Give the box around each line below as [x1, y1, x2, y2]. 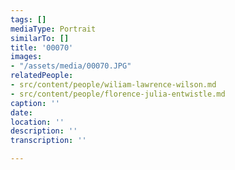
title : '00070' [10, 42, 74, 53]
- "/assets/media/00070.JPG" [10, 61, 132, 71]
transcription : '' [10, 136, 87, 146]
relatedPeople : [10, 71, 74, 81]
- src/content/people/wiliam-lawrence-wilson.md [10, 80, 217, 90]
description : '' [10, 126, 78, 136]
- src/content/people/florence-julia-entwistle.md [10, 89, 226, 99]
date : [10, 107, 33, 118]
